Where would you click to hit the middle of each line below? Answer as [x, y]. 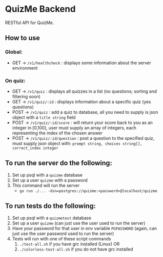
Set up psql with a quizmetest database [52, 218]
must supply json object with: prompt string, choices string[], [77, 143]
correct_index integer [35, 148]
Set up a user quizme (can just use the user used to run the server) [79, 223]
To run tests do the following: [51, 206]
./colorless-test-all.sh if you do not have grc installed [76, 249]
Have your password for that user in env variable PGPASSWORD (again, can [84, 228]
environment [25, 68]
